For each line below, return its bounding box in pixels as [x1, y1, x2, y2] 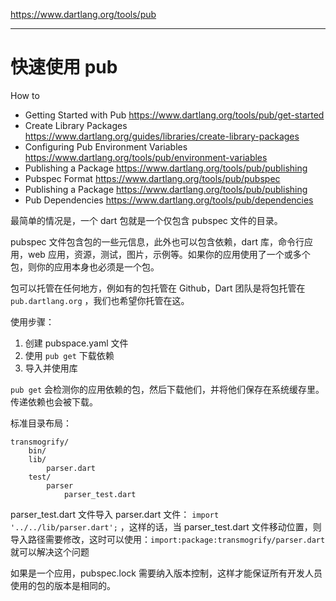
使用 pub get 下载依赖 [24, 349, 115, 361]
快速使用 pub [10, 56, 118, 79]
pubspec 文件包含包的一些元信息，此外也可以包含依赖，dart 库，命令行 [10, 235, 305, 248]
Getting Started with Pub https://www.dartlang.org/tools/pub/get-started [24, 109, 325, 121]
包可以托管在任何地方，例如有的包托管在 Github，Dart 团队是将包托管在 [10, 282, 306, 294]
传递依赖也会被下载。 [10, 395, 98, 408]
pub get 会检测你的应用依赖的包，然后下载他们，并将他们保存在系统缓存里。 [10, 383, 325, 395]
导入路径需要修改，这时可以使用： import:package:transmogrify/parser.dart [10, 533, 326, 545]
